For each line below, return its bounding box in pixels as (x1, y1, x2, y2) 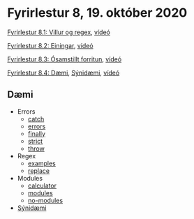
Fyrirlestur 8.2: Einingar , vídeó (7, 41, 94, 50)
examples (27, 159, 56, 167)
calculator (27, 181, 57, 190)
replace (27, 166, 50, 175)
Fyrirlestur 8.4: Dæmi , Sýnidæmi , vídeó (7, 68, 120, 77)
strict (27, 137, 43, 145)
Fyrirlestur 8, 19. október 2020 (7, 5, 188, 21)
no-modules (27, 196, 64, 204)
